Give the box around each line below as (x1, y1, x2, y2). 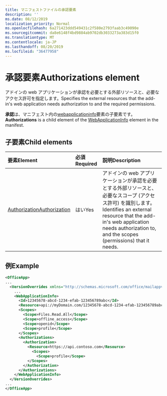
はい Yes (75, 206, 94, 213)
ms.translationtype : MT (5, 35, 55, 40)
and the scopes (102, 231, 139, 238)
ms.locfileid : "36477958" (5, 49, 59, 54)
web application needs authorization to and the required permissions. (13, 101, 156, 107)
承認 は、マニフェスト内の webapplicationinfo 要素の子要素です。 (5, 111, 135, 117)
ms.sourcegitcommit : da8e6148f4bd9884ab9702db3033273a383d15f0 (5, 30, 139, 35)
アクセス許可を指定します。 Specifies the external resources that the (5, 96, 145, 101)
